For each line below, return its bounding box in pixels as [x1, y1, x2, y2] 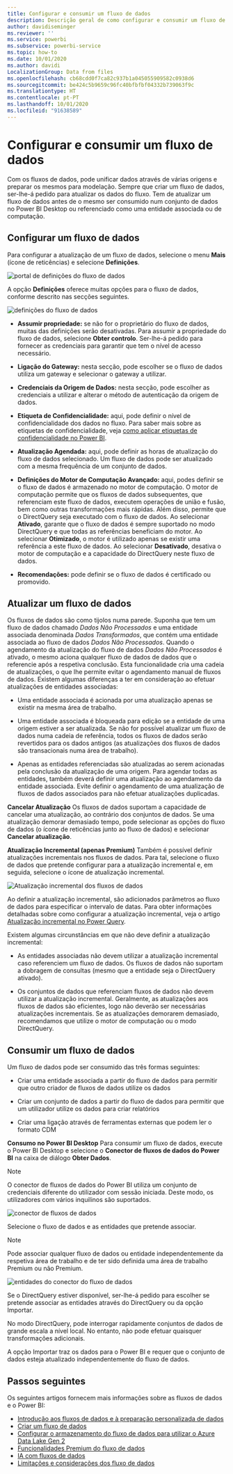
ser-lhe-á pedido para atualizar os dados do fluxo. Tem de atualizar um [7, 189, 211, 198]
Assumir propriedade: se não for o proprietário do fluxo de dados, [17, 319, 209, 328]
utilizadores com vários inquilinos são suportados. [7, 1196, 152, 1204]
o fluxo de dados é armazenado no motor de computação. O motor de [17, 483, 218, 491]
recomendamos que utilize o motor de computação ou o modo [17, 1017, 197, 1025]
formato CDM [17, 1125, 57, 1134]
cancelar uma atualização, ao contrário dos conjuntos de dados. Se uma [7, 810, 215, 819]
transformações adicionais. [7, 1334, 86, 1343]
